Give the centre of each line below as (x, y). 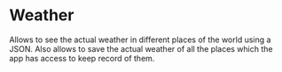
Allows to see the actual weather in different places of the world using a (140, 40)
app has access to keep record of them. (82, 58)
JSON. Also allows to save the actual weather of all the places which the (141, 48)
